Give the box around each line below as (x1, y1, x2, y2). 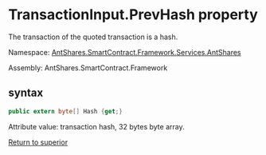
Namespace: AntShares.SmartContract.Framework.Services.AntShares (8, 47, 241, 57)
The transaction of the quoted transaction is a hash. (8, 32, 178, 42)
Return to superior (8, 137, 68, 147)
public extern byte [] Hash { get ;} (8, 107, 123, 115)
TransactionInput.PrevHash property (8, 6, 259, 24)
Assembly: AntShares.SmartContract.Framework (8, 62, 168, 73)
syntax (8, 86, 44, 100)
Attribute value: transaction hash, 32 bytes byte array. (8, 121, 185, 131)
